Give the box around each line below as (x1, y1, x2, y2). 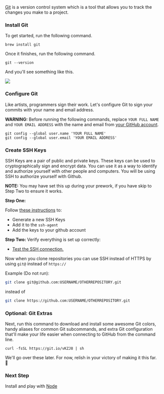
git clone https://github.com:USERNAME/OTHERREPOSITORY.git (5, 298, 131, 303)
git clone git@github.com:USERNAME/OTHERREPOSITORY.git (5, 280, 121, 285)
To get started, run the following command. (5, 33, 93, 39)
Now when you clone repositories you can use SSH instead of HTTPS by (5, 255, 152, 262)
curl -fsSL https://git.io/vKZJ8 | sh (5, 346, 84, 351)
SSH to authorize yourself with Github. (5, 173, 82, 179)
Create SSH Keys (5, 147, 47, 154)
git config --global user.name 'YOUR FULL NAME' (5, 131, 106, 136)
